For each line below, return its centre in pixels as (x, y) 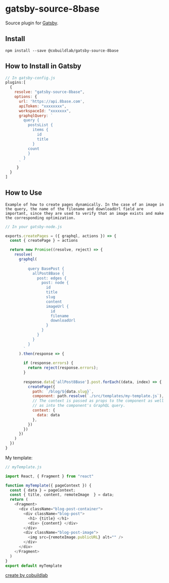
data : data (48, 415)
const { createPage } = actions (44, 241)
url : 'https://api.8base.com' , (52, 101)
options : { (26, 97)
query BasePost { (46, 269)
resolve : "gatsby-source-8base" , (50, 92)
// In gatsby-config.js (30, 78)
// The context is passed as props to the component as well (98, 401)
